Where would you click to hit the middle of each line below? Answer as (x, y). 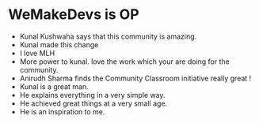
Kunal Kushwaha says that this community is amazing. (108, 36)
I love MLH (37, 53)
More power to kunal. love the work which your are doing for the (124, 61)
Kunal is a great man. (54, 86)
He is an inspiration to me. (62, 111)
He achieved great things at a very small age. (93, 103)
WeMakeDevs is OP (74, 15)
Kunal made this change (59, 44)
